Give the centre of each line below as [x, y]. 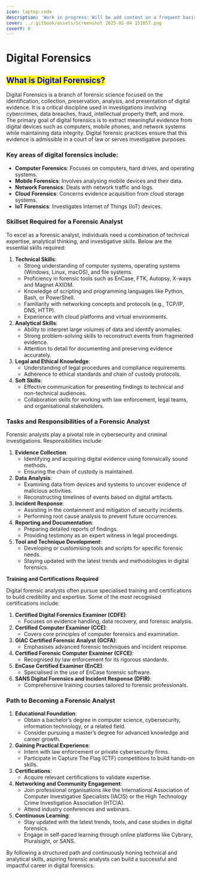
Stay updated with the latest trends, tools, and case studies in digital [108, 822]
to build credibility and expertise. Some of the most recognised [84, 597]
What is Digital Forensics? [56, 80]
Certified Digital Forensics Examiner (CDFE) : [71, 615]
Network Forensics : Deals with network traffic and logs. [84, 187]
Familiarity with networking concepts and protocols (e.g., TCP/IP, [104, 304]
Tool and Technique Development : [58, 542]
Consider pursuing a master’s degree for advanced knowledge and [106, 733]
